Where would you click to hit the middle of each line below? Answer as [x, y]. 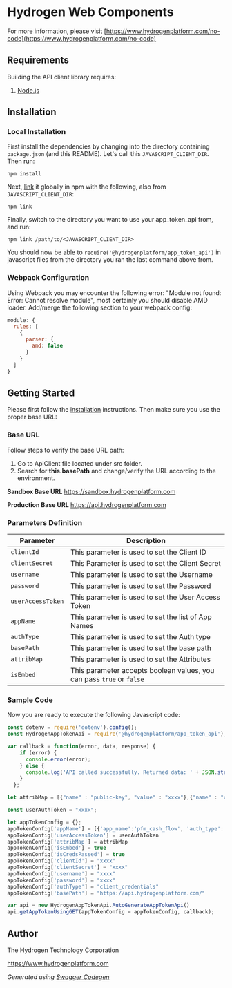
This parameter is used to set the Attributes [141, 659]
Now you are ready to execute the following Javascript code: [94, 715]
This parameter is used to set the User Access [145, 597]
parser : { [39, 339]
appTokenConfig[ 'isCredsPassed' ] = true [66, 855]
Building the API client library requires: [61, 77]
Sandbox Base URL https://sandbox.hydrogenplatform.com [91, 491]
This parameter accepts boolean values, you [142, 671]
